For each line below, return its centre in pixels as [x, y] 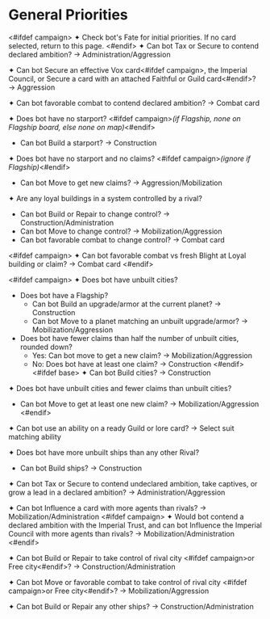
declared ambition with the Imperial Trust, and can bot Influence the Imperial [135, 525]
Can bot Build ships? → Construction [81, 468]
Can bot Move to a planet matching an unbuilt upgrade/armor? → [140, 321]
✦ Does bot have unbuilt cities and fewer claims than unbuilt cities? [120, 388]
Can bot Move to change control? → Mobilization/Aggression [121, 231]
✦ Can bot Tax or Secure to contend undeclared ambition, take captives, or [133, 483]
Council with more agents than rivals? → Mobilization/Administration [122, 533]
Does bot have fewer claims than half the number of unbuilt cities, [129, 338]
